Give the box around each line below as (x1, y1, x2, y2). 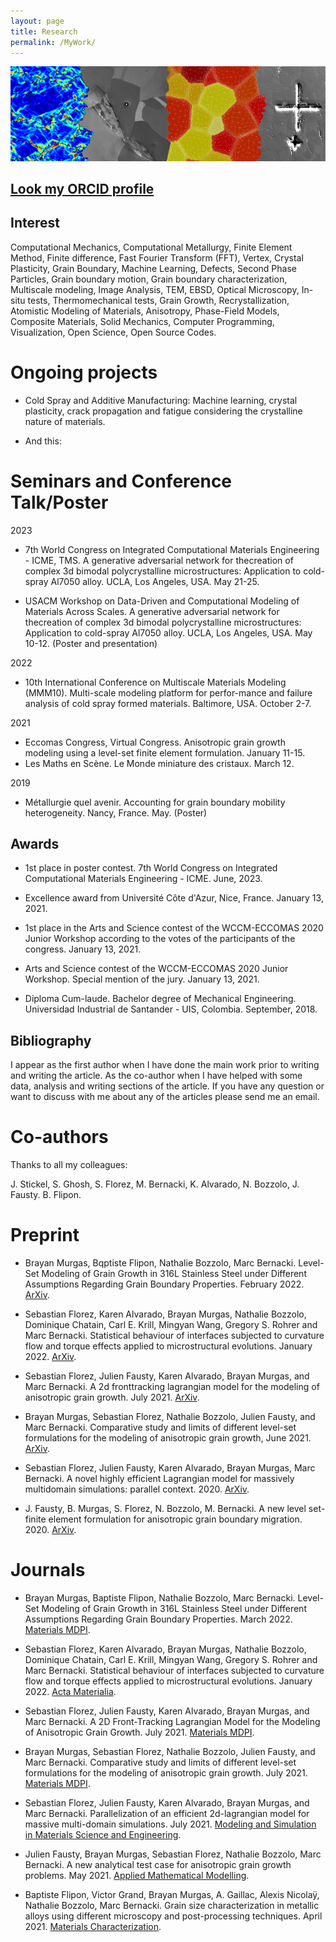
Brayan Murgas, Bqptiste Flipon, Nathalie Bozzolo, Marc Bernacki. (24, 1257, 297, 1269)
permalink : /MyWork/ (10, 37, 97, 47)
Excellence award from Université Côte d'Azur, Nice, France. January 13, (24, 892, 324, 904)
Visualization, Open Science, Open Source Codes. (10, 326, 217, 338)
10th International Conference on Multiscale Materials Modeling (24, 676, 287, 688)
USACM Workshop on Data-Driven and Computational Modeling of (24, 595, 300, 607)
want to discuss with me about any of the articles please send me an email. (10, 1091, 320, 1103)
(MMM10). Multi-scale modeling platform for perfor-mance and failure (24, 686, 313, 699)
